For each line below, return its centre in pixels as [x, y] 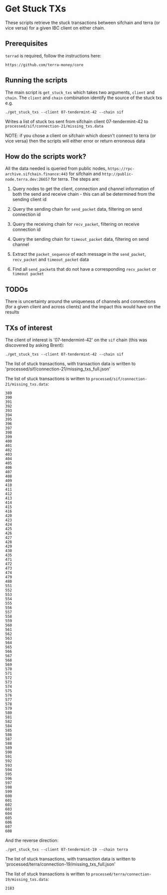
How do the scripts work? [46, 156]
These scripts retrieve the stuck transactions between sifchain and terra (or [83, 23]
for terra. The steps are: [76, 179]
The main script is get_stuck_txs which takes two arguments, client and [80, 92]
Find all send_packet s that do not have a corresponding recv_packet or [84, 269]
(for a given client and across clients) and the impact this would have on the [83, 307]
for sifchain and [85, 174]
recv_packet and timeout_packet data [51, 260]
